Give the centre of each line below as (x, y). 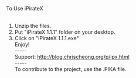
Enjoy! (22, 44)
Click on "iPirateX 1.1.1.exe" (47, 38)
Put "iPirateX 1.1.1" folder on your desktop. (65, 32)
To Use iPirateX (25, 8)
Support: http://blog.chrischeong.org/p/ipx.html (72, 57)
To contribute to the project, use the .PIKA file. (70, 69)
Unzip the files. (33, 26)
